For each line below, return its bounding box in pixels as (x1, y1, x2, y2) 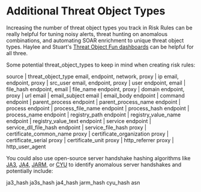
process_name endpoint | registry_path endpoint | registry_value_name (6, 111, 181, 118)
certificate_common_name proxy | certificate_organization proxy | (6, 130, 169, 137)
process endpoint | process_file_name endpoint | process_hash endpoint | (6, 104, 190, 112)
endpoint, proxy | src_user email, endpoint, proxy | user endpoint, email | (6, 79, 186, 86)
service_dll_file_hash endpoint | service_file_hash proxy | (6, 124, 147, 131)
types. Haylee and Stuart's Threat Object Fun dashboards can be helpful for (6, 43, 194, 50)
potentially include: (6, 167, 53, 175)
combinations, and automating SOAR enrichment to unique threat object (6, 37, 184, 44)
